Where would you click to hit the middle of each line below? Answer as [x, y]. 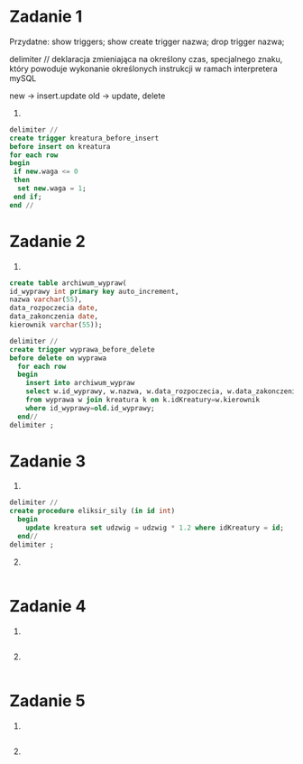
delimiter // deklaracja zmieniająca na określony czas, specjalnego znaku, [146, 59]
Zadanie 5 [47, 700]
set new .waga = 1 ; [52, 189]
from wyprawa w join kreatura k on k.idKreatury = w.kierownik [142, 400]
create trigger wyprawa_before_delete [82, 349]
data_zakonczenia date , [54, 317]
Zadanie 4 [48, 606]
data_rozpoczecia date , [54, 308]
